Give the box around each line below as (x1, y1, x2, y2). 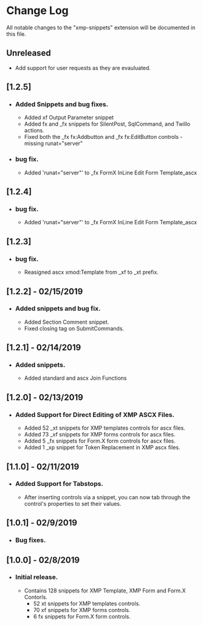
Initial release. (15, 573, 58, 582)
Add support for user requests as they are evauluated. (15, 64, 151, 71)
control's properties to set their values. (24, 500, 122, 507)
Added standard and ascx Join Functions (24, 374, 127, 382)
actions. (24, 127, 44, 134)
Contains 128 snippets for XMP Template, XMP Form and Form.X (24, 586, 187, 594)
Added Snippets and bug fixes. (15, 100, 108, 108)
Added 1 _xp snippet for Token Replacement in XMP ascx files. (24, 444, 181, 451)
